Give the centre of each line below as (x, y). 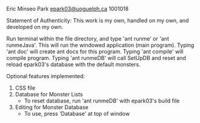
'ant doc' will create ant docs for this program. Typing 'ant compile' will (95, 52)
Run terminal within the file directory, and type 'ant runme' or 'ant (88, 38)
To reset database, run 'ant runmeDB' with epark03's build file (102, 101)
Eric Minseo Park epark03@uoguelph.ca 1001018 (68, 9)
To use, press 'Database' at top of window (77, 114)
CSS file (25, 88)
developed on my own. (35, 27)
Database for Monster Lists (49, 94)
